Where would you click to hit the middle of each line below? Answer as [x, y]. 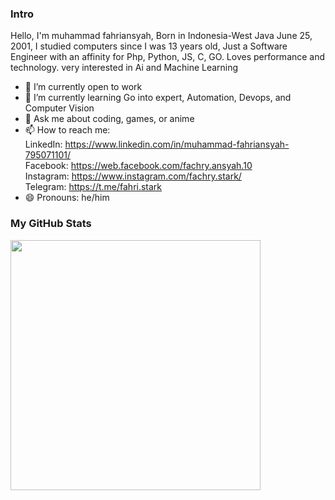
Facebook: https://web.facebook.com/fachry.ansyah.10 [138, 166]
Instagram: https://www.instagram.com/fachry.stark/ [133, 176]
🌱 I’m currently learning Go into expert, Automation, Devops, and [158, 98]
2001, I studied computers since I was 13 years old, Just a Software [149, 46]
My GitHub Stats [51, 224]
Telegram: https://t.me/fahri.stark [93, 187]
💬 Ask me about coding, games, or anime [109, 119]
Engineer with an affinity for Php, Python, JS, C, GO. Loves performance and [168, 57]
